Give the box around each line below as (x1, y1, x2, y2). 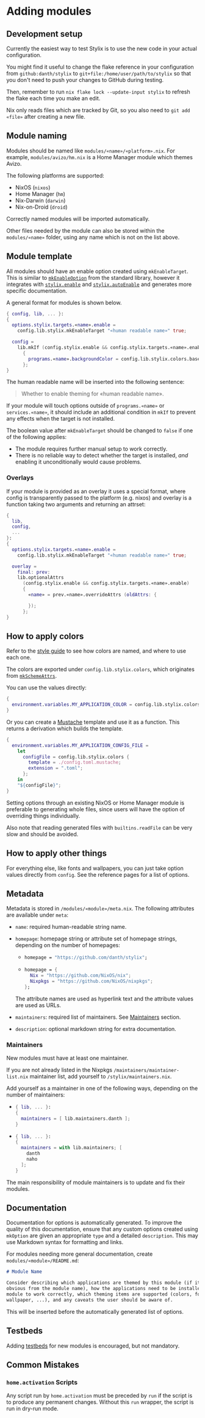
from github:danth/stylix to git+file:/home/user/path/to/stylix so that (6, 70, 191, 77)
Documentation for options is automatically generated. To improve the (6, 1219, 182, 1226)
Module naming (6, 130, 67, 141)
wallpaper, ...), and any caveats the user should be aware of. (6, 1297, 173, 1303)
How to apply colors (6, 631, 84, 641)
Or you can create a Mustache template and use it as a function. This (6, 718, 180, 726)
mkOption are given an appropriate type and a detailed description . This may (6, 1232, 198, 1239)
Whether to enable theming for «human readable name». (21, 390, 164, 397)
